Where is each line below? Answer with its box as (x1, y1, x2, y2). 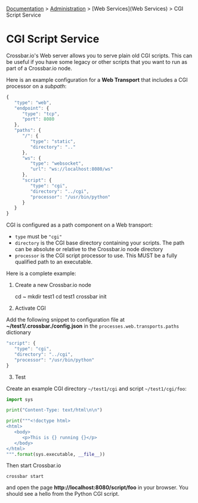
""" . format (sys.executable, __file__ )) (6, 451, 106, 457)
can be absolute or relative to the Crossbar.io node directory (14, 246, 163, 253)
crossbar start (6, 474, 44, 480)
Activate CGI (14, 304, 47, 312)
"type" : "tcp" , (21, 110, 60, 117)
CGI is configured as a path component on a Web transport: (6, 221, 153, 229)
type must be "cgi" (14, 233, 63, 240)
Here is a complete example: (6, 270, 76, 277)
